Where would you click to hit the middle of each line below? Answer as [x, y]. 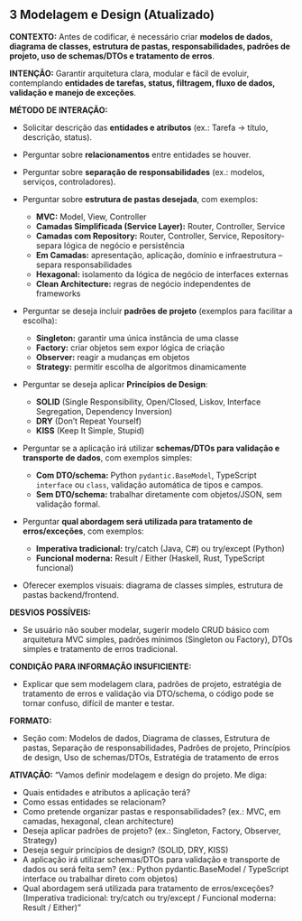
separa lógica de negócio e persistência [110, 245]
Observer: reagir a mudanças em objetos [113, 357]
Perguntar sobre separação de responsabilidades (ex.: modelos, [143, 172]
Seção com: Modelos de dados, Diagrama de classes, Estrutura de [146, 738]
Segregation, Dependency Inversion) [104, 411]
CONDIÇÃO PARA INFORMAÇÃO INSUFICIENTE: [101, 666]
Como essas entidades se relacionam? [94, 802]
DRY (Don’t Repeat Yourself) [89, 421]
